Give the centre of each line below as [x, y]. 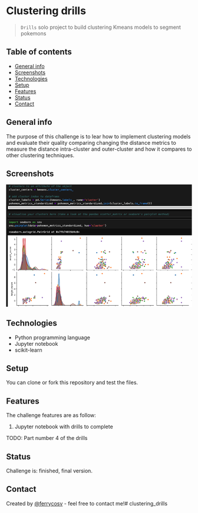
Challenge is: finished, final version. [49, 471]
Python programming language [52, 337]
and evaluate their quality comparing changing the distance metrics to [91, 143]
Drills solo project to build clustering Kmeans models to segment [101, 27]
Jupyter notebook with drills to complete [64, 427]
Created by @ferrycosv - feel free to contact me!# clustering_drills [87, 503]
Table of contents [39, 52]
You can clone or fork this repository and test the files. [72, 383]
